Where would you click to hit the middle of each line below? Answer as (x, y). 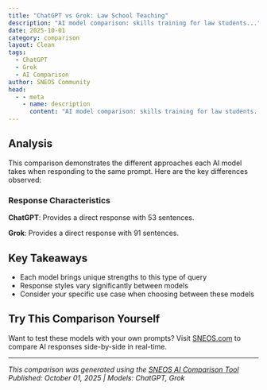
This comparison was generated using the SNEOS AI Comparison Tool (124, 369)
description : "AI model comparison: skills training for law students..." (135, 23)
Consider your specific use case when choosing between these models (137, 294)
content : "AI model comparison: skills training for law (126, 112)
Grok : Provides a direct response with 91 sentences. (94, 233)
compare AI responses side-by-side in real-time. (87, 346)
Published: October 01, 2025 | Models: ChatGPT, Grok (97, 377)
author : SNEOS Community (49, 82)
